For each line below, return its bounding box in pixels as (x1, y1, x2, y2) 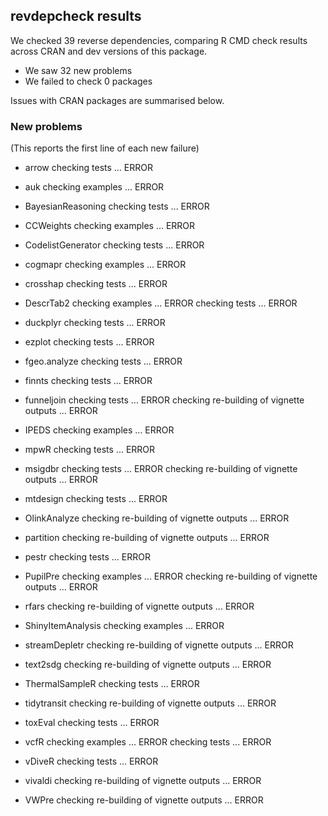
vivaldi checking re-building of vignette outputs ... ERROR (24, 775, 262, 787)
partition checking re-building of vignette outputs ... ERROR (24, 532, 270, 544)
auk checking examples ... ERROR (24, 181, 165, 193)
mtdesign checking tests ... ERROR (24, 493, 168, 505)
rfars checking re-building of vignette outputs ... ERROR (24, 600, 255, 613)
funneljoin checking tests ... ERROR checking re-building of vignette (24, 394, 305, 406)
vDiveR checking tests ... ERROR (24, 755, 159, 768)
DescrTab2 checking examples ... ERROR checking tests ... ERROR (24, 297, 298, 309)
